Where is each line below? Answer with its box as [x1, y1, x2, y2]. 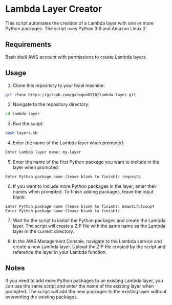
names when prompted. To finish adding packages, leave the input [12, 189, 154, 195]
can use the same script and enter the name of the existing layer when [5, 282, 154, 289]
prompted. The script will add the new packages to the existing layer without [5, 288, 167, 294]
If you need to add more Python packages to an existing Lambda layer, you [5, 277, 163, 284]
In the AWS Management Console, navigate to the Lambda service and [12, 238, 162, 245]
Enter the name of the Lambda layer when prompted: [12, 140, 124, 146]
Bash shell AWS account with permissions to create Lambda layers [5, 54, 146, 60]
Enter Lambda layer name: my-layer [5, 149, 81, 155]
